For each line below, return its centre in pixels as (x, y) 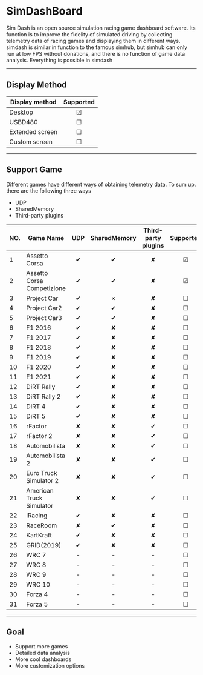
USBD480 (24, 122)
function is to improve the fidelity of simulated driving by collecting (89, 34)
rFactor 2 (39, 436)
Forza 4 (37, 594)
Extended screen (34, 131)
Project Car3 (44, 318)
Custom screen (31, 142)
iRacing (37, 515)
